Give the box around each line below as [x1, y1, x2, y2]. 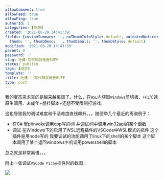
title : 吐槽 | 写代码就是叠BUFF [5, 75, 65, 80]
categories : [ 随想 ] [5, 25, 44, 30]
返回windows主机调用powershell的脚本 [38, 139, 117, 145]
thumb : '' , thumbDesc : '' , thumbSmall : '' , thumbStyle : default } [9, 39, 146, 44]
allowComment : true [5, 7, 45, 12]
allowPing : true [5, 16, 38, 21]
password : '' [5, 52, 32, 58]
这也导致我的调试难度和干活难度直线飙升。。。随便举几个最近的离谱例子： [5, 111, 151, 116]
